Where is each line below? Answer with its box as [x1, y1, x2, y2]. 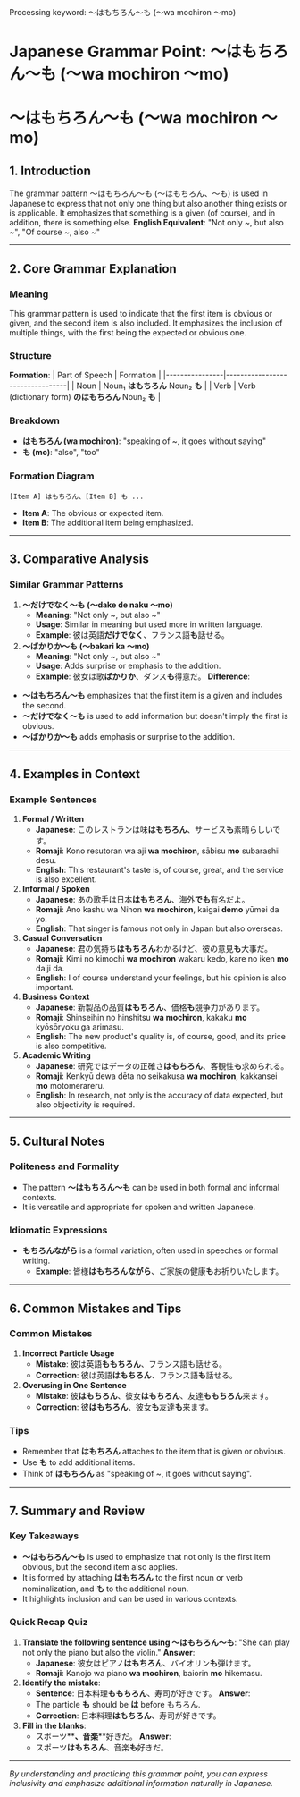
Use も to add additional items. [21, 1457, 136, 1468]
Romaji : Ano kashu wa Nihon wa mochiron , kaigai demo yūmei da [35, 904, 279, 915]
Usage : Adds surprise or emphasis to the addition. [35, 660, 221, 672]
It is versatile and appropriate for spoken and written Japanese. [21, 1201, 256, 1212]
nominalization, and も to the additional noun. [21, 1583, 189, 1594]
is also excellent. [35, 874, 97, 885]
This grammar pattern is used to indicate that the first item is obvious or [9, 308, 273, 318]
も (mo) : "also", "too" [21, 447, 100, 458]
